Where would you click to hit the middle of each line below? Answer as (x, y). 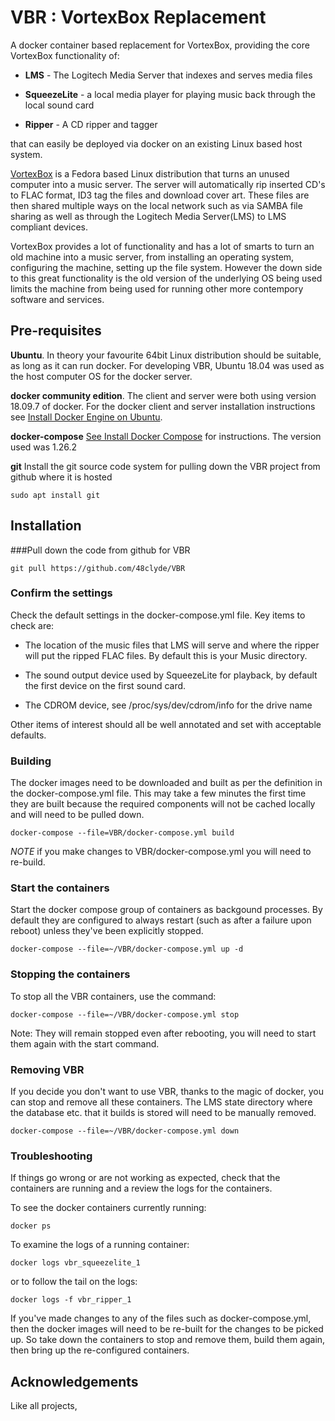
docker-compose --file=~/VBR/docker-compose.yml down (125, 1131)
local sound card (59, 105)
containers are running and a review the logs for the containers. (141, 1188)
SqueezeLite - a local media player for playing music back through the (170, 94)
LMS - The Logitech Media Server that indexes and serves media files (168, 75)
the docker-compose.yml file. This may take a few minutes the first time (158, 793)
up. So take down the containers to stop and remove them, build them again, (168, 1340)
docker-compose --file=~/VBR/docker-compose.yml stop (125, 1014)
